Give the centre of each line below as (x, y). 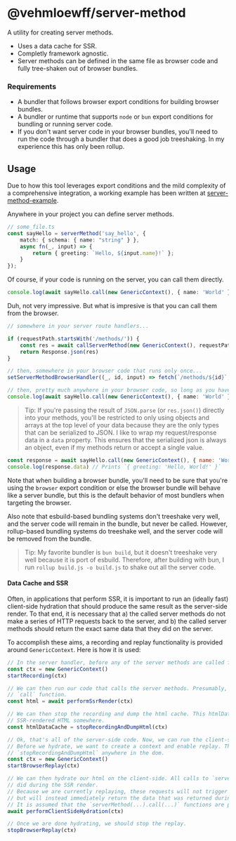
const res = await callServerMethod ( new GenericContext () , (108, 345)
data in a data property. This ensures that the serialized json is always (125, 439)
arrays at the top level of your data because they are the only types (122, 425)
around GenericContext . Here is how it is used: (74, 649)
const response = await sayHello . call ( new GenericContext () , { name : (111, 460)
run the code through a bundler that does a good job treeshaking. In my (121, 139)
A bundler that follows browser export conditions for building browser (118, 102)
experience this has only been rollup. (71, 147)
